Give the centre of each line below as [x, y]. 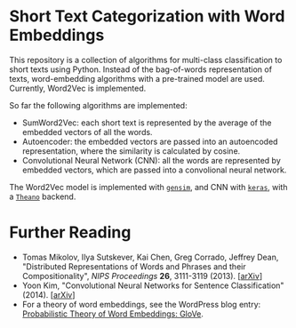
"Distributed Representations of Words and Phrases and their [134, 266]
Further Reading [70, 232]
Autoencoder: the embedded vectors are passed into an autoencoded [150, 141]
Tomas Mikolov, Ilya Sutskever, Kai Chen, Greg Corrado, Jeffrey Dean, [150, 257]
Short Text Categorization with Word [147, 16]
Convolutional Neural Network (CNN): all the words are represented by [152, 160]
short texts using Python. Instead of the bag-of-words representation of [141, 69]
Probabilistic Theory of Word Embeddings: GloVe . [113, 314]
